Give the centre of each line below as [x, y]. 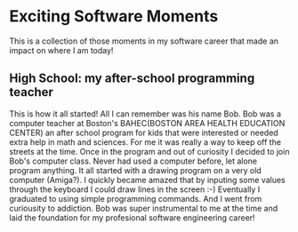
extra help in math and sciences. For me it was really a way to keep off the [145, 142]
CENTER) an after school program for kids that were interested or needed [144, 132]
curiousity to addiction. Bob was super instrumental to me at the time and [144, 208]
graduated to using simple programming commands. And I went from [136, 198]
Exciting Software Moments [114, 16]
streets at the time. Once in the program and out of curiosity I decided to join [149, 151]
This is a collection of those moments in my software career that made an [144, 41]
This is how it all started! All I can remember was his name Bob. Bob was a [145, 114]
